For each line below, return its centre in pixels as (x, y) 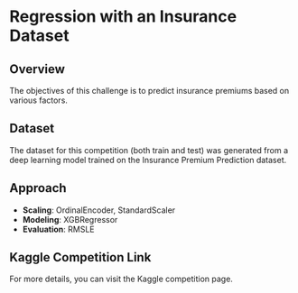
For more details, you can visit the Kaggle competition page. (121, 279)
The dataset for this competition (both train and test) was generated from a (149, 150)
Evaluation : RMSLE (58, 229)
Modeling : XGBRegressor (70, 219)
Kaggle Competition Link (80, 257)
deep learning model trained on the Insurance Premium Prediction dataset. (148, 160)
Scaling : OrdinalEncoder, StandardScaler (99, 210)
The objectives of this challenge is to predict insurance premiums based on (149, 91)
